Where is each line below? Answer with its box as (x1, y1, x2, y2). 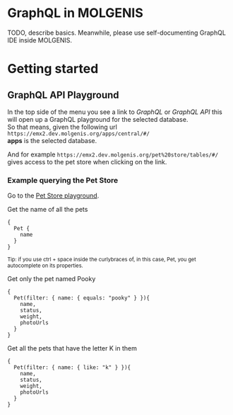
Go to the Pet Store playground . (7, 191, 100, 200)
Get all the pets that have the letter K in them (7, 344, 138, 353)
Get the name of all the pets (7, 205, 88, 214)
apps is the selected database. (7, 136, 97, 144)
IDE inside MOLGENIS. (7, 35, 73, 44)
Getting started (7, 61, 99, 77)
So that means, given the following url (7, 123, 118, 131)
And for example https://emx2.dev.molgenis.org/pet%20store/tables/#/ (7, 150, 219, 159)
